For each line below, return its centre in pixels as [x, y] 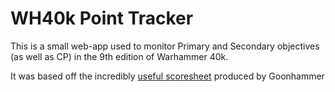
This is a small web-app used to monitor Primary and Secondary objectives [165, 46]
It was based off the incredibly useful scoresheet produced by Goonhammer [167, 76]
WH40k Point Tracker [102, 18]
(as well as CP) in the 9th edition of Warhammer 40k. [119, 56]
